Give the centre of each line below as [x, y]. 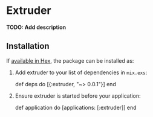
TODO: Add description [36, 27]
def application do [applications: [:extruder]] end [76, 107]
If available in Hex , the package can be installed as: [70, 60]
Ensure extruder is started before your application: [78, 96]
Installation [28, 46]
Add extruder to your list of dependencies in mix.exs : [81, 72]
